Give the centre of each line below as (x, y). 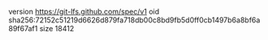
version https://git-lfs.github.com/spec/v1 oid (84, 12)
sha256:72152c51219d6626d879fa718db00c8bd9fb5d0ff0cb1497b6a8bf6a (134, 20)
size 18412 (57, 28)
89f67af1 (23, 28)
